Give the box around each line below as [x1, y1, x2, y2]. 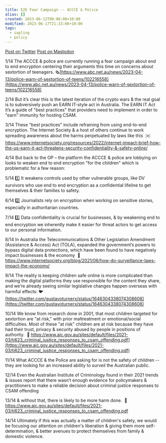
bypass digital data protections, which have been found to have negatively [5, 247, 157, 253]
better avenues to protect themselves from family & [40, 428, 144, 434]
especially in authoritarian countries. [5, 204, 80, 210]
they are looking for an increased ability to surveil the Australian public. [5, 362, 150, 368]
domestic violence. [5, 433, 44, 439]
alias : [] [5, 12, 26, 17]
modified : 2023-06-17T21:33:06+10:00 [5, 21, 83, 26]
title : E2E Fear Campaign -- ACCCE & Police [5, 7, 98, 12]
